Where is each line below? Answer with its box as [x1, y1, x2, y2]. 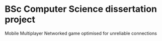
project [5, 14, 36, 25]
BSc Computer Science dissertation [5, 3, 157, 15]
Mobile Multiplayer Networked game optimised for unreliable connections [5, 30, 157, 36]
